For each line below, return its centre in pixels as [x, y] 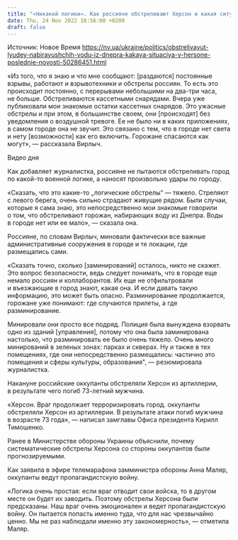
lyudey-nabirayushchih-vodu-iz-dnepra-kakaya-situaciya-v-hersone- [109, 55]
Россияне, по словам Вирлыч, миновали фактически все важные [107, 237]
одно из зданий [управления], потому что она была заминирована [108, 332]
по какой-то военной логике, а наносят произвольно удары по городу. [114, 179]
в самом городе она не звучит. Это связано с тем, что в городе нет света [119, 129]
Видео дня [23, 158]
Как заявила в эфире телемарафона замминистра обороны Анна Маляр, [118, 470]
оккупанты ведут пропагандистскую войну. [73, 478]
